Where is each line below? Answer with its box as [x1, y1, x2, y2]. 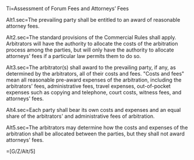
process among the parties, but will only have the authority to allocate [6, 46, 174, 53]
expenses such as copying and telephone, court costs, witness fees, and [6, 89, 182, 96]
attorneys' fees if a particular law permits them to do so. [6, 53, 141, 59]
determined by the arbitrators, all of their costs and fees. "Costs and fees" [6, 70, 185, 77]
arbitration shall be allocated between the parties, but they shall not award [6, 130, 185, 137]
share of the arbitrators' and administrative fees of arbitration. [6, 113, 155, 120]
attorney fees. [6, 23, 40, 29]
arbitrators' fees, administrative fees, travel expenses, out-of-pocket [6, 83, 171, 90]
